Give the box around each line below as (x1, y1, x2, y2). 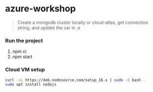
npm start (12, 54, 32, 60)
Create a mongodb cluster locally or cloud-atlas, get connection (17, 19, 149, 25)
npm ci (12, 48, 27, 55)
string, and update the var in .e (17, 24, 80, 30)
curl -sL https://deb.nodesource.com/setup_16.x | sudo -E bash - (5, 78, 146, 83)
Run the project (5, 37, 43, 44)
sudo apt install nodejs (5, 82, 57, 87)
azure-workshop (5, 3, 76, 14)
